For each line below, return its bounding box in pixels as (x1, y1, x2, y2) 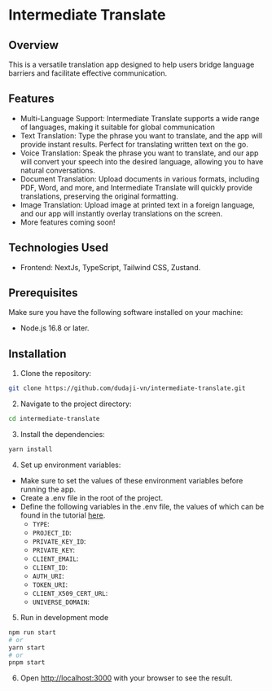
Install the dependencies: (20, 430, 106, 439)
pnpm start (8, 658, 46, 667)
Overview (8, 38, 59, 52)
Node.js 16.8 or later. (20, 323, 90, 333)
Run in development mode (20, 612, 109, 622)
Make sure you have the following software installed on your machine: (8, 308, 243, 317)
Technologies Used (8, 241, 108, 255)
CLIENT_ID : (32, 562, 68, 571)
